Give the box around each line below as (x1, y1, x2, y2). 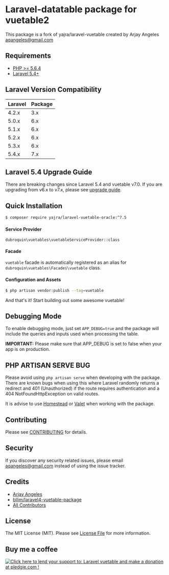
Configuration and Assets (5, 277, 61, 283)
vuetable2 (5, 14, 50, 26)
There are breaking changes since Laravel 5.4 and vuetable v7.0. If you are (5, 181, 162, 187)
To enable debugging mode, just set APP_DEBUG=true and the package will (5, 326, 159, 332)
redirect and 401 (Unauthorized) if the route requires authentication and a (5, 385, 160, 391)
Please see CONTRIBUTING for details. (5, 429, 88, 435)
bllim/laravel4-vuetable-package (12, 496, 82, 503)
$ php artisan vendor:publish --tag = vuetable (5, 288, 104, 293)
